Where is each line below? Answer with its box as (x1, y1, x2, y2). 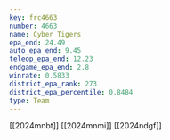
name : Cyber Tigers (9, 29, 82, 38)
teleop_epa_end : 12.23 (9, 54, 93, 63)
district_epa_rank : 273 (9, 79, 98, 88)
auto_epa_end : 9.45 (9, 46, 82, 55)
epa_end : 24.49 (9, 37, 66, 47)
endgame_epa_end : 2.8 (9, 63, 90, 72)
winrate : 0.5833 (9, 71, 69, 80)
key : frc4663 (9, 12, 58, 22)
